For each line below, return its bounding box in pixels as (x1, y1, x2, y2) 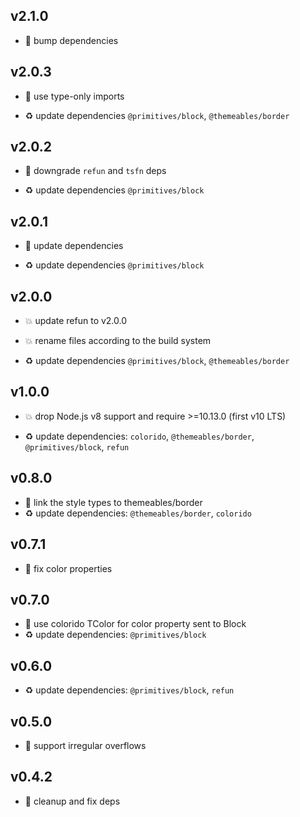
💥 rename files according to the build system (24, 335, 212, 347)
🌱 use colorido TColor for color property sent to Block (24, 618, 247, 630)
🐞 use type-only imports (24, 90, 125, 102)
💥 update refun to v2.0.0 (24, 315, 128, 327)
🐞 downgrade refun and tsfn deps (24, 165, 167, 177)
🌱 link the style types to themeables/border (24, 496, 203, 508)
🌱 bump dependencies (24, 34, 119, 46)
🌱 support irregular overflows (24, 739, 147, 751)
